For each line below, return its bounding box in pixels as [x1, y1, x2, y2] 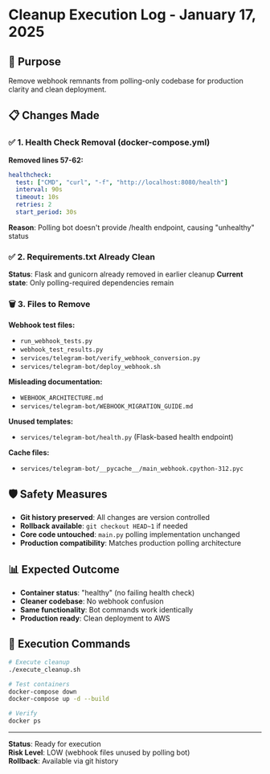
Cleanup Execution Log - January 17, [8, 6, 256, 24]
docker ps [8, 717, 42, 725]
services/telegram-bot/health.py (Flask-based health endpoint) [19, 432, 234, 441]
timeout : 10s [15, 193, 59, 202]
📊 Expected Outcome [8, 563, 120, 576]
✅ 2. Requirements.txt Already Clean [8, 251, 155, 262]
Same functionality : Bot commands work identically [19, 605, 194, 615]
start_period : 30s [15, 208, 78, 216]
